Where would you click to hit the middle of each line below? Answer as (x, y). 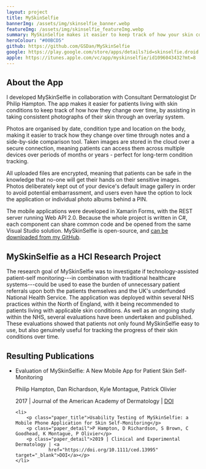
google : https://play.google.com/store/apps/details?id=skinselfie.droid (103, 52)
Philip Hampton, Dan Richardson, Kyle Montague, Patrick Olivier (96, 389)
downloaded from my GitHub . (44, 238)
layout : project (27, 12)
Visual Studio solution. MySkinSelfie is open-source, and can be (87, 231)
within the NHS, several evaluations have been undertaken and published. (100, 317)
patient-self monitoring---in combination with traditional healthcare (91, 278)
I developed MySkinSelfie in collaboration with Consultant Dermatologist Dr (101, 97)
